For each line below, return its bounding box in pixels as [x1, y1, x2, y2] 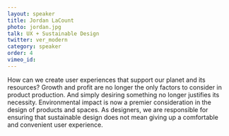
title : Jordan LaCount [7, 17, 74, 24]
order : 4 [7, 50, 33, 57]
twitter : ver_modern [7, 37, 69, 44]
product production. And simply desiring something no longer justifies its [7, 90, 220, 99]
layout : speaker [7, 10, 55, 18]
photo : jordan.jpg [7, 23, 61, 30]
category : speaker [7, 43, 61, 50]
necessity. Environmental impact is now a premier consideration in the [7, 98, 212, 106]
